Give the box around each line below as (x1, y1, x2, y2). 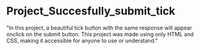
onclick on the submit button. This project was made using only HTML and (6, 30, 194, 37)
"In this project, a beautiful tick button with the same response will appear (6, 24, 193, 31)
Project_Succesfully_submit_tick (6, 4, 176, 18)
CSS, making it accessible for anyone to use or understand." (6, 37, 158, 44)
